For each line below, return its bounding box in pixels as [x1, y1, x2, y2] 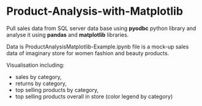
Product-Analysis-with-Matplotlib [6, 4, 184, 18]
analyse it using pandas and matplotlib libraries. [6, 31, 129, 38]
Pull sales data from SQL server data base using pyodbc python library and [6, 25, 196, 32]
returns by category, [15, 80, 67, 87]
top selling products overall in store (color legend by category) [15, 93, 173, 100]
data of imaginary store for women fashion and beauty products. [6, 49, 170, 56]
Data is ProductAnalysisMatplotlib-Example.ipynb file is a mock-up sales [6, 43, 189, 50]
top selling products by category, [15, 86, 99, 93]
